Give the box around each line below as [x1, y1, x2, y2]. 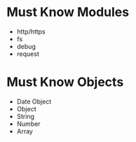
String [16, 112, 35, 120]
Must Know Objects [6, 74, 124, 90]
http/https [16, 27, 46, 36]
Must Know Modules [6, 4, 130, 20]
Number [16, 120, 41, 128]
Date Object [16, 97, 52, 106]
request [16, 50, 39, 58]
